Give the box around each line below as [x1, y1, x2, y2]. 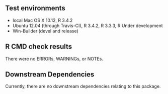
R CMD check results [5, 42, 72, 51]
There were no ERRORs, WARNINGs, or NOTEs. [5, 55, 103, 61]
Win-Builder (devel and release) [12, 27, 79, 34]
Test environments [5, 4, 65, 12]
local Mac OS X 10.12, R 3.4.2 [12, 17, 73, 23]
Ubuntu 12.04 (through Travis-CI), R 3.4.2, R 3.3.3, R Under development [12, 22, 163, 28]
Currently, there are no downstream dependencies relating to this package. [5, 83, 161, 89]
